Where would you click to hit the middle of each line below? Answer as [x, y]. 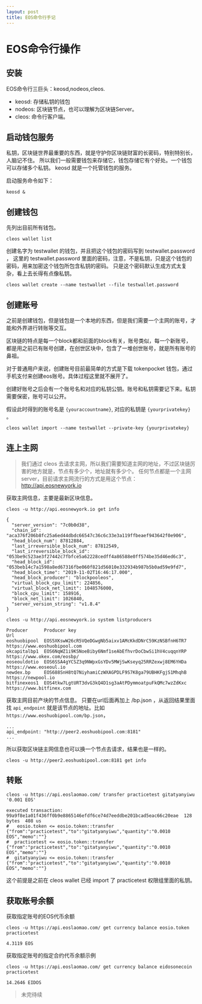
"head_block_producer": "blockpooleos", [63, 577]
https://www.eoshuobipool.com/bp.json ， [57, 715]
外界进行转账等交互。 [43, 328]
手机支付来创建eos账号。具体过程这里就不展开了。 [69, 376]
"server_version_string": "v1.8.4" [56, 604]
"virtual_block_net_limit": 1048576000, [63, 588]
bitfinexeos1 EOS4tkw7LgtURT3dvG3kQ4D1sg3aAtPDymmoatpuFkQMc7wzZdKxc [96, 683]
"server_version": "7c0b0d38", [51, 525]
